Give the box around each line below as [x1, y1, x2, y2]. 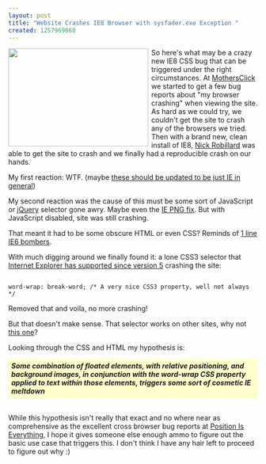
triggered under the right [151, 65, 232, 74]
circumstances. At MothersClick [151, 73, 256, 83]
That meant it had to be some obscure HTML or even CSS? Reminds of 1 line [8, 229, 257, 238]
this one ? [8, 328, 38, 337]
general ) [8, 181, 36, 191]
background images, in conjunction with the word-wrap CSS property [11, 370, 246, 379]
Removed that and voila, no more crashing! [8, 304, 148, 314]
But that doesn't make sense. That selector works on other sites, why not [8, 319, 247, 329]
